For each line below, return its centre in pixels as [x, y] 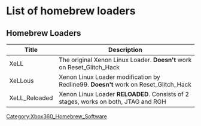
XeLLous [22, 81]
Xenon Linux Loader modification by [109, 77]
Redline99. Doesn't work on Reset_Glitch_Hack [125, 84]
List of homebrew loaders [71, 11]
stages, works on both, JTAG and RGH [112, 102]
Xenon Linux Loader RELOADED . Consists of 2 [124, 94]
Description [125, 50]
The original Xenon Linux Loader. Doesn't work [125, 60]
